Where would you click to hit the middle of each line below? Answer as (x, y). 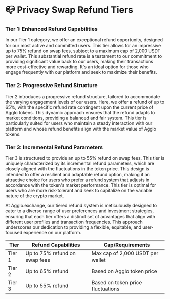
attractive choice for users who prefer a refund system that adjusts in (77, 180)
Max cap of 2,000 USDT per (125, 253)
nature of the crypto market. (35, 196)
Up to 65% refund (47, 271)
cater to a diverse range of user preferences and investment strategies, (80, 211)
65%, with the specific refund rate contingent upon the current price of (79, 107)
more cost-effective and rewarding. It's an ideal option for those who (77, 67)
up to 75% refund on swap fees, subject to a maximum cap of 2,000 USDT (83, 51)
